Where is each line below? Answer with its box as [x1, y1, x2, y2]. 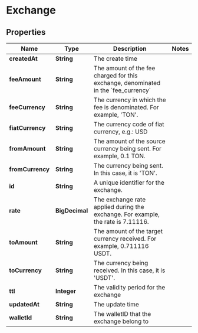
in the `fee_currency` [93, 86, 151, 94]
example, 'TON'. [93, 110, 138, 119]
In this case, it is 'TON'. [93, 169, 157, 177]
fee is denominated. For [93, 103, 159, 111]
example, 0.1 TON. [93, 152, 146, 160]
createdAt [9, 54, 38, 63]
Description [113, 45, 147, 53]
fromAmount [9, 145, 46, 152]
